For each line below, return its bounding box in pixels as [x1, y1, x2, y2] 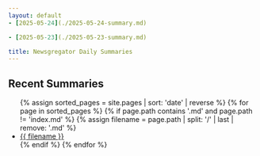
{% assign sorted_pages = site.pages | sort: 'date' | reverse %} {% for [19, 98, 249, 108]
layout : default [8, 11, 62, 20]
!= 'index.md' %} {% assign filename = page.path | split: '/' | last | [19, 115, 234, 124]
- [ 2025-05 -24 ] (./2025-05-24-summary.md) [8, 19, 147, 27]
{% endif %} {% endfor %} [19, 140, 108, 150]
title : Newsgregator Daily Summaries [8, 48, 133, 55]
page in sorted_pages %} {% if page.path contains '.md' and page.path [19, 106, 253, 116]
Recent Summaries [8, 77, 105, 90]
